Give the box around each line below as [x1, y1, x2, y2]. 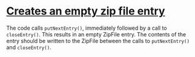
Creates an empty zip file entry [6, 4, 165, 18]
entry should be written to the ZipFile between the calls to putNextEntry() [6, 37, 190, 44]
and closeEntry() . [6, 44, 51, 51]
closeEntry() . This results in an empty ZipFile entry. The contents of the [6, 30, 187, 38]
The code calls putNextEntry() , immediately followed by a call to [6, 24, 167, 32]
